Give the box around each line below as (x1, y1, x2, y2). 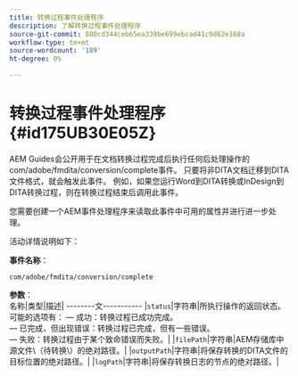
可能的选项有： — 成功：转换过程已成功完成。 (9, 311, 178, 322)
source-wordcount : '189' (9, 46, 102, 55)
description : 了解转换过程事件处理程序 (9, 21, 141, 30)
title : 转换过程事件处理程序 (9, 12, 104, 22)
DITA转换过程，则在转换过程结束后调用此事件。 (9, 186, 184, 197)
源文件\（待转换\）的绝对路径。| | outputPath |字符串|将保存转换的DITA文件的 (9, 345, 288, 356)
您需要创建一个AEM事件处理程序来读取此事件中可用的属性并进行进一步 (9, 206, 269, 217)
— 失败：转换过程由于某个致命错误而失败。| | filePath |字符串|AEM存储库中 (9, 333, 285, 344)
